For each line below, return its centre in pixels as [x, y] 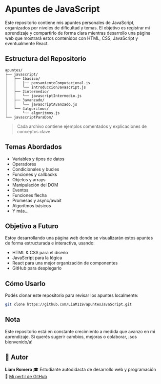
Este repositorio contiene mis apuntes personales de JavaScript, [70, 23]
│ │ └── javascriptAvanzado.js [41, 104]
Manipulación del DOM [35, 185]
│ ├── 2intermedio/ [27, 92]
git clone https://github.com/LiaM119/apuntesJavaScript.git [69, 305]
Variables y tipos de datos [38, 159]
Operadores [24, 164]
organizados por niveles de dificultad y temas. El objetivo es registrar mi [78, 27]
